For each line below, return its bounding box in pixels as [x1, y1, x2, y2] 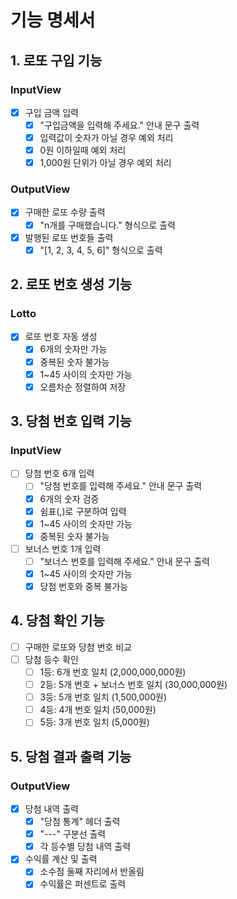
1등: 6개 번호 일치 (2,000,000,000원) [39, 666, 187, 678]
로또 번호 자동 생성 [24, 331, 98, 343]
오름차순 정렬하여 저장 [39, 381, 127, 393]
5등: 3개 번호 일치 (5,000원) [39, 716, 150, 728]
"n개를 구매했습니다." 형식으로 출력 [39, 219, 176, 231]
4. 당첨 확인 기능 [10, 612, 105, 630]
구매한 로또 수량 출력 [24, 206, 106, 218]
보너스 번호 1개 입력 [24, 542, 102, 555]
